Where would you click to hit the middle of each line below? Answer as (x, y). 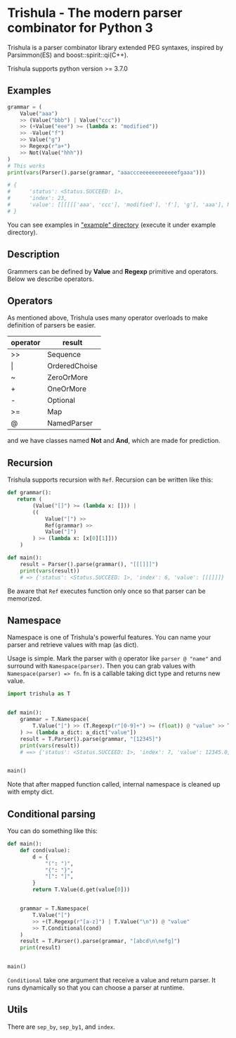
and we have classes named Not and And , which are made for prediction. (114, 441)
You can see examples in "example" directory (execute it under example (112, 225)
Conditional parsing (52, 814)
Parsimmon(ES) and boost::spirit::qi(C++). (68, 55)
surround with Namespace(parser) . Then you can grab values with (101, 666)
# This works (26, 166)
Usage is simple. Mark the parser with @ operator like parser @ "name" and (114, 658)
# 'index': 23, (38, 199)
